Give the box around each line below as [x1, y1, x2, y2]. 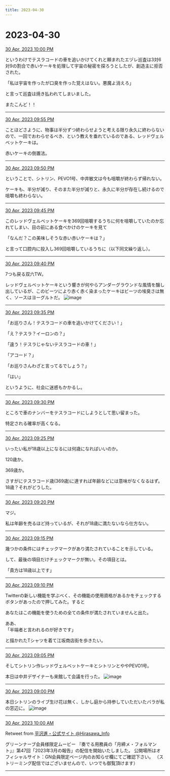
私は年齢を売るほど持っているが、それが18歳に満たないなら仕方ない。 [5, 520, 152, 526]
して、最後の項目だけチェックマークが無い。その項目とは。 [5, 556, 129, 562]
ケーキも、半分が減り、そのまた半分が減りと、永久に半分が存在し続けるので [5, 186, 164, 192]
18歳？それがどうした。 [5, 484, 55, 490]
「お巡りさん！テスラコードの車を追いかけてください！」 [5, 319, 125, 325]
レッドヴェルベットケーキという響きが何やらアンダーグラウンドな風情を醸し [5, 281, 165, 288]
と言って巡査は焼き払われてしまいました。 [5, 91, 94, 97]
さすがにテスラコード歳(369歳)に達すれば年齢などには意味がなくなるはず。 [5, 478, 163, 484]
